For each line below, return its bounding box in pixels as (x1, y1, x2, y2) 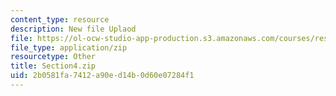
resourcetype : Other (10, 52, 97, 62)
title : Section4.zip (10, 61, 97, 71)
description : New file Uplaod (10, 24, 137, 34)
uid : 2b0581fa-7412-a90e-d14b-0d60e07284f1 (10, 71, 195, 81)
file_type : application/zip (10, 42, 128, 53)
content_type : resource (10, 14, 110, 25)
